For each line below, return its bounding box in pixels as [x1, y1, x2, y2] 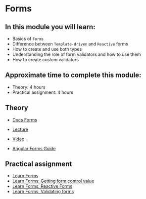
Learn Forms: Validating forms [12, 189, 74, 195]
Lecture [12, 126, 28, 132]
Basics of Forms [12, 36, 44, 41]
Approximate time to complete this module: [5, 71, 142, 80]
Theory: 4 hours [12, 84, 46, 90]
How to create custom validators [12, 57, 79, 62]
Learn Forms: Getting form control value [12, 178, 95, 184]
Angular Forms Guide [12, 145, 56, 151]
